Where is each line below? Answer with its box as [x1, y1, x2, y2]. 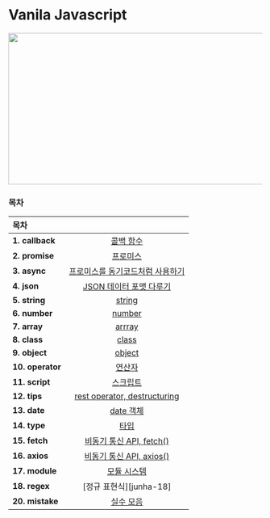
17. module [12, 465, 57, 477]
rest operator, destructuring [74, 390, 180, 402]
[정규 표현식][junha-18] [82, 481, 172, 492]
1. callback [12, 235, 56, 246]
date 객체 [110, 406, 144, 417]
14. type [12, 420, 46, 432]
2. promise [12, 251, 55, 262]
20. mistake [12, 495, 59, 507]
